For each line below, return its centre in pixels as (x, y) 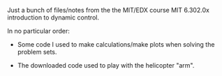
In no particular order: (38, 31)
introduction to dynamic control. (53, 17)
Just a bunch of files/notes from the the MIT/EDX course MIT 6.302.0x (108, 10)
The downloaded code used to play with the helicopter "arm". (106, 65)
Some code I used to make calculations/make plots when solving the (116, 44)
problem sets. (37, 52)
